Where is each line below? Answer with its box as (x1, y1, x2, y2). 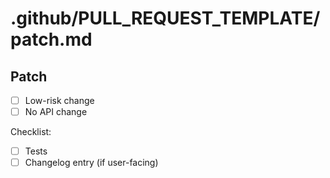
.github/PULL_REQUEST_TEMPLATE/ (10, 7, 321, 30)
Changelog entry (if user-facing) (24, 157, 159, 169)
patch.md (10, 28, 93, 51)
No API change (24, 106, 88, 118)
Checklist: (10, 126, 52, 138)
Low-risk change (24, 95, 95, 106)
